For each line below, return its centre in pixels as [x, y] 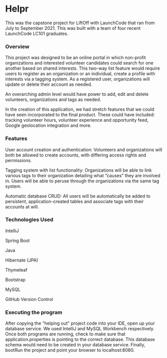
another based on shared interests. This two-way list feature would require [82, 68]
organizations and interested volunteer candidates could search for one [79, 63]
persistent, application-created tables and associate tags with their [74, 201]
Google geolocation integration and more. [48, 125]
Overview [17, 46]
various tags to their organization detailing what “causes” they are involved [83, 175]
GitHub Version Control [29, 299]
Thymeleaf [16, 270]
